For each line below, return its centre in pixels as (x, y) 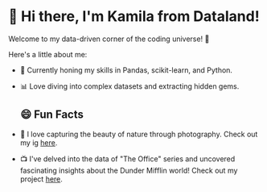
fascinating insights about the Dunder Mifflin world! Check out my (129, 170)
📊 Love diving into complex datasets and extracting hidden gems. (129, 86)
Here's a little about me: (48, 54)
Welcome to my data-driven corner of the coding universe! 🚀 (109, 39)
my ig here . (39, 142)
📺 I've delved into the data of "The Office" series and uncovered (127, 159)
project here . (41, 179)
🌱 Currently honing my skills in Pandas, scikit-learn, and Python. (126, 70)
